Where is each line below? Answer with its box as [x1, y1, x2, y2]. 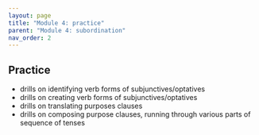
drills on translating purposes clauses [19, 101, 143, 111]
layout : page [8, 11, 52, 20]
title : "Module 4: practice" [8, 19, 105, 27]
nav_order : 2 [8, 33, 52, 42]
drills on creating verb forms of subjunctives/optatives [19, 93, 198, 102]
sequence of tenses [19, 118, 86, 128]
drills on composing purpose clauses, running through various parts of [19, 110, 251, 119]
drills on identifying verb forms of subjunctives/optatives [19, 84, 205, 94]
